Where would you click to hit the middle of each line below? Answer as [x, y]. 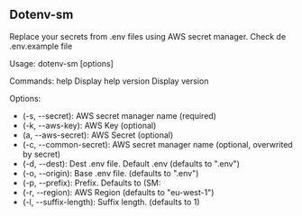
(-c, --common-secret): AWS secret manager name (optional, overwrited [157, 144]
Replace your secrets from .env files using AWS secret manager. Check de [148, 36]
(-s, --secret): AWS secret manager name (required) [119, 115]
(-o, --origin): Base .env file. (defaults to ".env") [110, 173]
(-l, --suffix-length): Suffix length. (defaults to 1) [111, 202]
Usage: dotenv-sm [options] [62, 63]
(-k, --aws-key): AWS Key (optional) [89, 125]
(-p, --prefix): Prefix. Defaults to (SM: [92, 183]
